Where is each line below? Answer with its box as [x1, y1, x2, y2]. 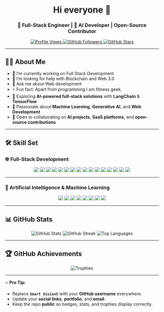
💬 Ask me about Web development [12, 81, 82, 87]
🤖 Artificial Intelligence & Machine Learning [5, 184, 110, 191]
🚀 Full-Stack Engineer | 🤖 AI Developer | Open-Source [17, 22, 147, 29]
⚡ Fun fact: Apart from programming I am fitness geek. [12, 86, 122, 92]
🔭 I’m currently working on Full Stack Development [12, 71, 114, 77]
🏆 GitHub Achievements [5, 250, 82, 258]
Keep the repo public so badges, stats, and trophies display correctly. [12, 301, 153, 307]
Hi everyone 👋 [53, 4, 111, 16]
